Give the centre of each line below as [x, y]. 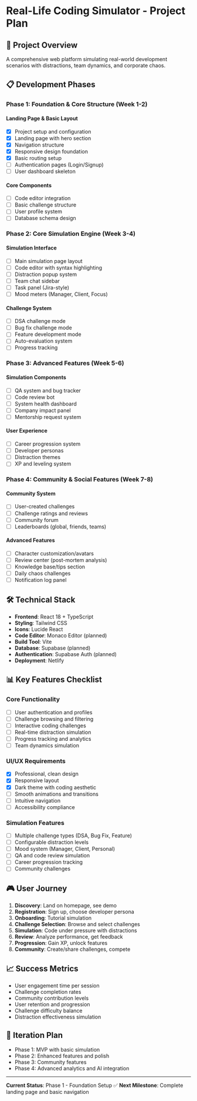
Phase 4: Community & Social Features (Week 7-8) [80, 480]
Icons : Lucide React [39, 629]
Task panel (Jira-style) [42, 287]
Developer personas [39, 451]
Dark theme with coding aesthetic [55, 787]
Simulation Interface [31, 248]
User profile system [38, 212]
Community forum [36, 520]
